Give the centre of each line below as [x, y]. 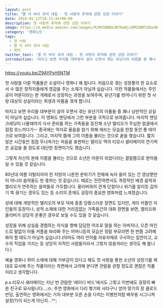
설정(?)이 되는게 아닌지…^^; [31, 301]
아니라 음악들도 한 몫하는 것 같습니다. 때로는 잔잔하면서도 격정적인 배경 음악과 [83, 180]
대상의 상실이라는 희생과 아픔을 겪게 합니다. [51, 101]
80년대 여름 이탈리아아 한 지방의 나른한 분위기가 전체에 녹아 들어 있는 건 [73, 175]
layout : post [18, 9]
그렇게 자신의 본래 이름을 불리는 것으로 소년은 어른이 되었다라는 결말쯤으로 [75, 158]
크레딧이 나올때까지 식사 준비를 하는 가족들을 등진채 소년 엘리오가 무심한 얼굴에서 [81, 124]
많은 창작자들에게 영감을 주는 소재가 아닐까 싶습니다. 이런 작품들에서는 [81, 89]
